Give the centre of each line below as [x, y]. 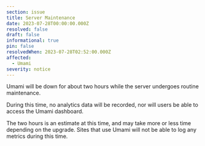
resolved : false [27, 29]
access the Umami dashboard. [45, 112]
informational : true [33, 40]
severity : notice [29, 69]
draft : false [23, 35]
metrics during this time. [37, 136]
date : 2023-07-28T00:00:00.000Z [48, 23]
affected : [19, 58]
